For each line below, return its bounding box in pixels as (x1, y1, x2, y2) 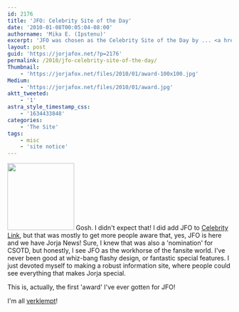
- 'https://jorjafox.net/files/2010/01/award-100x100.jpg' (20, 70, 199, 77)
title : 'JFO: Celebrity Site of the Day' (7, 17, 132, 24)
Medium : (7, 76, 31, 84)
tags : (7, 130, 23, 137)
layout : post (7, 44, 46, 51)
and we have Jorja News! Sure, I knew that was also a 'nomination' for (7, 238, 213, 247)
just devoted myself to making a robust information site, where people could (7, 261, 231, 270)
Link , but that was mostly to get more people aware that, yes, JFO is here (7, 231, 222, 240)
